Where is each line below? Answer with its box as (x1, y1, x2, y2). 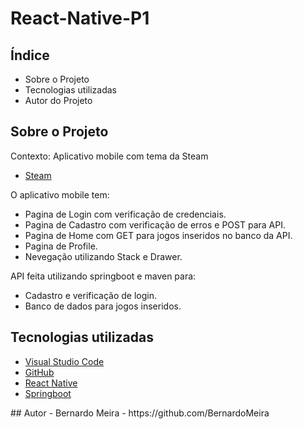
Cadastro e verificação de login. (24, 289, 157, 301)
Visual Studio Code (24, 355, 105, 367)
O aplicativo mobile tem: (10, 188, 110, 201)
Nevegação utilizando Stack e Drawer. (24, 250, 183, 262)
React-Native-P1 (10, 7, 150, 30)
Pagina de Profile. (24, 240, 98, 252)
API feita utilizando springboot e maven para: (10, 270, 197, 282)
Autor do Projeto (24, 95, 93, 106)
